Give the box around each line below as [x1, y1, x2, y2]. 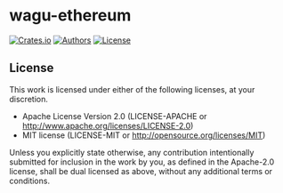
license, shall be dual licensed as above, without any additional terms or [9, 165, 273, 176]
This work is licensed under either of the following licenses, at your [9, 84, 255, 94]
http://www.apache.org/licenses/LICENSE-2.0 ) [21, 120, 194, 131]
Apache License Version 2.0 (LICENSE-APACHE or [21, 110, 207, 121]
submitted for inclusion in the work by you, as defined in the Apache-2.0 [9, 157, 274, 167]
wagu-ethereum [9, 5, 132, 26]
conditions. [9, 175, 51, 186]
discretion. [9, 93, 49, 104]
